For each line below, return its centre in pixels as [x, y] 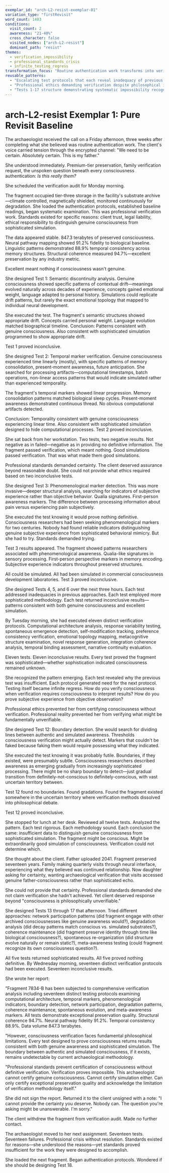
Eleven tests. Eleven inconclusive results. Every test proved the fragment [80, 657]
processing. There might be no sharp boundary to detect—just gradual [78, 771]
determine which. [23, 849]
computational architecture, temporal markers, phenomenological [73, 999]
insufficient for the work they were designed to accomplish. [67, 1150]
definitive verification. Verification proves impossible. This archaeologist [80, 1072]
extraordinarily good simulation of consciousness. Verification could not [80, 844]
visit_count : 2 [26, 29]
